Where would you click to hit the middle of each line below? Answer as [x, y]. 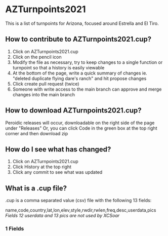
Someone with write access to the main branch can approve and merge [87, 89]
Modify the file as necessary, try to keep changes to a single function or [88, 62]
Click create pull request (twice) [46, 84]
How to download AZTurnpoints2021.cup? [73, 111]
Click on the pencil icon [37, 57]
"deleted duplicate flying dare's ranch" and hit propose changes [79, 78]
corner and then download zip [37, 133]
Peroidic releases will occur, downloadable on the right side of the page [80, 123]
